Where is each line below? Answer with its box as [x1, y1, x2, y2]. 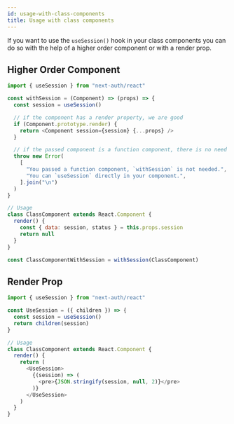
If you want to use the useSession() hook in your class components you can [7, 36, 226, 44]
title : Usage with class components [7, 17, 114, 24]
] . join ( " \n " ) [20, 179, 58, 186]
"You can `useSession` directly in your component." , [25, 172, 187, 179]
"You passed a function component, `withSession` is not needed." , [25, 166, 228, 173]
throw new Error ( [13, 153, 64, 160]
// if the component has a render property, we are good [13, 114, 184, 121]
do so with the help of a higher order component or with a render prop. [7, 43, 212, 52]
